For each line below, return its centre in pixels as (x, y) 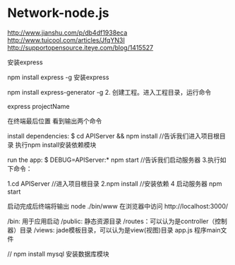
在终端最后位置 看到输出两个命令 (55, 121)
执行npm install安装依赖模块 (56, 145)
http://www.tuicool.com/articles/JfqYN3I (66, 40)
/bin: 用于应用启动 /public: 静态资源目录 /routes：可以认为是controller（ (111, 221)
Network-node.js (58, 13)
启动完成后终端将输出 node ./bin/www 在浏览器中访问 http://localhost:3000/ (118, 206)
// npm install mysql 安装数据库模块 (58, 254)
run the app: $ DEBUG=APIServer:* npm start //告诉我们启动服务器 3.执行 (114, 160)
